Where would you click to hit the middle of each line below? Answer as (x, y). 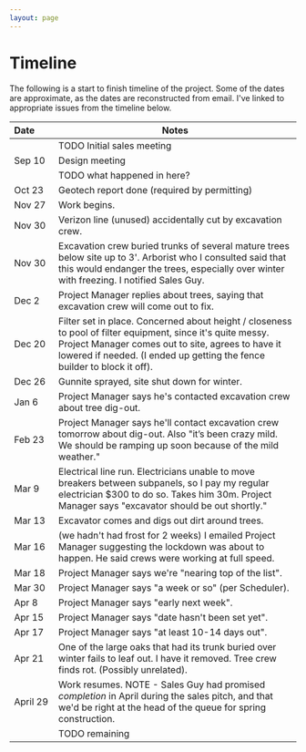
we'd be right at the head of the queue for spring (162, 707)
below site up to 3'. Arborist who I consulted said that (172, 257)
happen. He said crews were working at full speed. (166, 558)
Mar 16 (30, 546)
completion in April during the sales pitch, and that (165, 695)
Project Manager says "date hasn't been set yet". (163, 617)
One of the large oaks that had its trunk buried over (167, 646)
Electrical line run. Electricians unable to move (156, 471)
